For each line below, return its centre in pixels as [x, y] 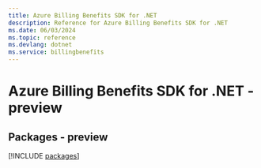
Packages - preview [58, 137]
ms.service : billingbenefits [56, 52]
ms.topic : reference [42, 37]
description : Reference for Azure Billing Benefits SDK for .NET [118, 23]
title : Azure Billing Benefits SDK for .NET [83, 15]
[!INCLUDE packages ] [44, 156]
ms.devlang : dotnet [40, 45]
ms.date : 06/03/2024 [42, 30]
